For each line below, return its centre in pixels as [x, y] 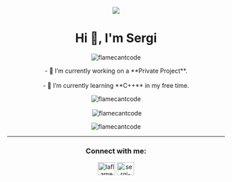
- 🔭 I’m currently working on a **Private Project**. [116, 71]
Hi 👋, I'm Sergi [116, 38]
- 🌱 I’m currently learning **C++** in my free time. [116, 85]
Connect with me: [116, 151]
